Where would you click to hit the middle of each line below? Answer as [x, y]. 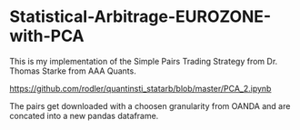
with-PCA [47, 36]
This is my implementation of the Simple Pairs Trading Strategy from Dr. [144, 61]
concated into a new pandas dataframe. [84, 115]
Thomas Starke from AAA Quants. [73, 71]
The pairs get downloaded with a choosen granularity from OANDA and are [150, 105]
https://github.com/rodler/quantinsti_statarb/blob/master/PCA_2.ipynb [140, 88]
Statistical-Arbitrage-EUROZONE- [140, 17]
